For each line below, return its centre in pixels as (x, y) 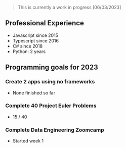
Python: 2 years (29, 51)
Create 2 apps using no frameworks (50, 82)
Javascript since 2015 (35, 35)
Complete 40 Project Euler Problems (51, 106)
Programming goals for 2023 (52, 67)
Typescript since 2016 (36, 40)
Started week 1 (28, 141)
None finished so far (34, 92)
